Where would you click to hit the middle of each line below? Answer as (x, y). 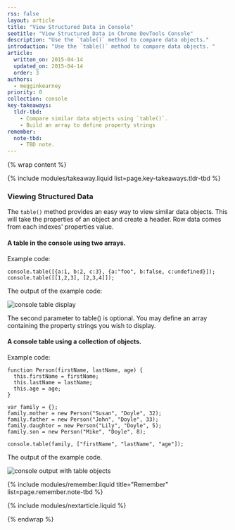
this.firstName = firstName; (56, 376)
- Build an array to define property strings (88, 125)
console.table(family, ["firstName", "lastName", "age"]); (96, 444)
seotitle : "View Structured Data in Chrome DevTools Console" (100, 33)
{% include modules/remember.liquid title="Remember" (88, 484)
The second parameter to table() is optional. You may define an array (107, 318)
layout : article (31, 20)
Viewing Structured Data (50, 196)
